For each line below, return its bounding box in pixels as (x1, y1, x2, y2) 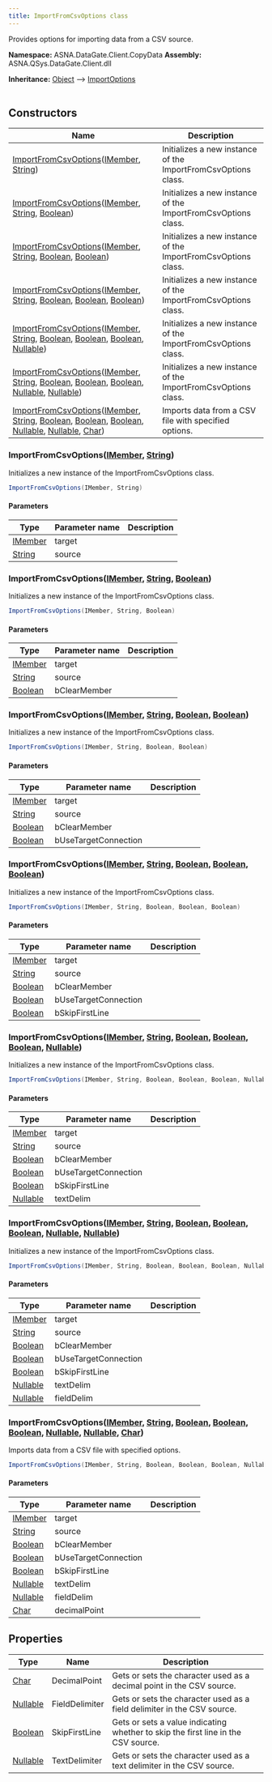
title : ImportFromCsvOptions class (8, 11, 129, 20)
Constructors (8, 106, 78, 120)
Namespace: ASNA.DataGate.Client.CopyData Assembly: (8, 49, 202, 59)
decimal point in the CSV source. (112, 1680, 236, 1691)
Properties (8, 1632, 63, 1646)
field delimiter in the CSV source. (112, 1703, 237, 1714)
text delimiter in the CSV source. (112, 1759, 235, 1771)
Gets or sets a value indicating (112, 1716, 227, 1728)
